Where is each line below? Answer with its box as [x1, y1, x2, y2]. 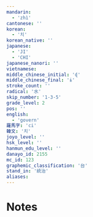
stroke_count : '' [6, 83, 51, 89]
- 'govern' [12, 117, 40, 123]
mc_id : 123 [6, 156, 34, 163]
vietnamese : [6, 65, 37, 72]
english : [6, 111, 29, 117]
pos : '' [6, 105, 26, 112]
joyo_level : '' [6, 134, 45, 141]
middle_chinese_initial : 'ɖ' [6, 72, 81, 78]
